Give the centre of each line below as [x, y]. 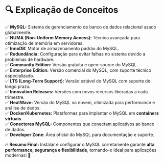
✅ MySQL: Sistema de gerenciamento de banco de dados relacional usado [81, 27]
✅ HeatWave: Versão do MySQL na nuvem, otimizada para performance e [80, 102]
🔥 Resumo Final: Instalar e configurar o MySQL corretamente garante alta [80, 144]
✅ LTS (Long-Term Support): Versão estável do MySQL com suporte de [78, 81]
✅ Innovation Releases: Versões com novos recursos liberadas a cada [77, 91]
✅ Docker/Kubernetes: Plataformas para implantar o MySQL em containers [82, 113]
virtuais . [14, 118]
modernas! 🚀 [18, 155]
